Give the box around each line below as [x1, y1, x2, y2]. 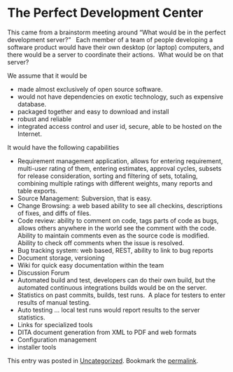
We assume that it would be [7, 71, 87, 80]
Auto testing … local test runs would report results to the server [17, 305, 201, 314]
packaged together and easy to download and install [17, 107, 169, 116]
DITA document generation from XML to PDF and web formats [17, 328, 197, 336]
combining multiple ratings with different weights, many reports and [17, 179, 213, 187]
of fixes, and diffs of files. [17, 209, 92, 217]
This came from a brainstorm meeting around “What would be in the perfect [7, 28, 226, 36]
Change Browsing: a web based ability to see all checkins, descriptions [17, 201, 223, 209]
